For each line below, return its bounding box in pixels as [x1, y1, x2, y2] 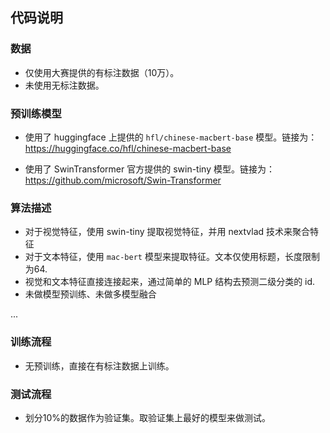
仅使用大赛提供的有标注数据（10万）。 [24, 66, 180, 78]
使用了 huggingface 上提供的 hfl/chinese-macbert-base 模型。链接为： [24, 131, 318, 143]
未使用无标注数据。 [24, 79, 105, 91]
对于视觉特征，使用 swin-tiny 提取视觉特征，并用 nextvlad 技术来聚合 [24, 226, 311, 238]
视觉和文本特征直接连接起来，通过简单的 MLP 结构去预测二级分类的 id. [24, 276, 316, 288]
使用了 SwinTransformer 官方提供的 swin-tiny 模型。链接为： [24, 163, 275, 175]
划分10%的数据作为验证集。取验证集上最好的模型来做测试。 [24, 411, 272, 423]
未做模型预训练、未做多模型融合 [24, 288, 157, 300]
